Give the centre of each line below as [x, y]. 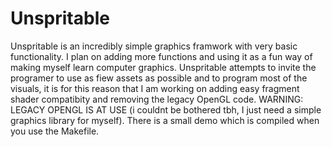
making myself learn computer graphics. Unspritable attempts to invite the [163, 67]
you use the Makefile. [55, 131]
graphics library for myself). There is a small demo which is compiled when [165, 120]
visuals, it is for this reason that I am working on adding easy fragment [155, 88]
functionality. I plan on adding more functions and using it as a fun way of [161, 56]
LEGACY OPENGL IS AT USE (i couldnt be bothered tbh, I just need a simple [166, 109]
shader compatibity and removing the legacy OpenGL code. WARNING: [157, 99]
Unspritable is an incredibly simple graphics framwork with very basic [154, 46]
